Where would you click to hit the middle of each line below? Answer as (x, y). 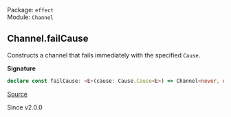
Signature (22, 68)
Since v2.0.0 (25, 107)
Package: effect (31, 10)
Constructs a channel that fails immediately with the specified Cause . (104, 55)
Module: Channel (30, 17)
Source (17, 94)
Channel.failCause (48, 39)
